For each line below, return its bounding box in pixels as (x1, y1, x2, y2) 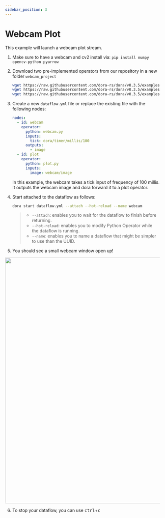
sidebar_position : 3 (5, 7, 48, 12)
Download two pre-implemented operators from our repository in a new (12, 68, 157, 74)
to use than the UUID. (31, 238, 75, 244)
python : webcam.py (25, 129, 63, 134)
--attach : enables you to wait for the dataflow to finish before (31, 212, 157, 218)
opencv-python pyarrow (12, 59, 59, 64)
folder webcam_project (12, 73, 56, 79)
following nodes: (12, 106, 46, 112)
